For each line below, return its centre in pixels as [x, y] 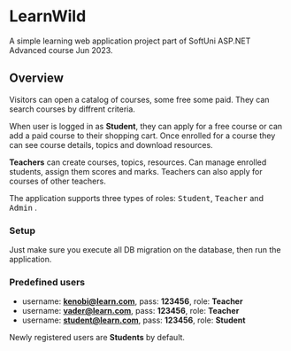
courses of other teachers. [57, 181]
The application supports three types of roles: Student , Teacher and [136, 198]
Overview [37, 78]
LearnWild [48, 16]
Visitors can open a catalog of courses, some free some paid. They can [139, 99]
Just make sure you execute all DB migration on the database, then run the [145, 250]
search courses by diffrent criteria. [72, 109]
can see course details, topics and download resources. [111, 144]
